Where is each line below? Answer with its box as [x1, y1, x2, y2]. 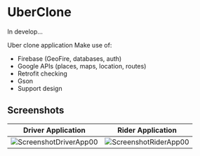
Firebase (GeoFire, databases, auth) [17, 54, 122, 63]
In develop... [7, 27, 44, 36]
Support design [17, 84, 62, 92]
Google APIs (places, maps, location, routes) [17, 62, 147, 70]
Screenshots [7, 104, 65, 116]
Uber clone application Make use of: [7, 41, 112, 49]
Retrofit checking [17, 69, 68, 78]
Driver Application [23, 125, 86, 135]
